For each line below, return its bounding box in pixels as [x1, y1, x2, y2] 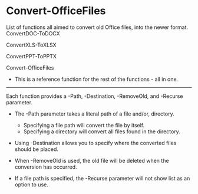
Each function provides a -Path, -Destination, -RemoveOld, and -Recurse [6, 93, 183, 100]
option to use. [14, 181, 48, 188]
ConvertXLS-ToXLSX [6, 41, 57, 48]
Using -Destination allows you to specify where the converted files [14, 139, 177, 146]
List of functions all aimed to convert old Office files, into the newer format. [6, 24, 189, 31]
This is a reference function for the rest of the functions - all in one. [14, 75, 179, 83]
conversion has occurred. [14, 163, 78, 170]
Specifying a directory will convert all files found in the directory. [23, 128, 181, 135]
